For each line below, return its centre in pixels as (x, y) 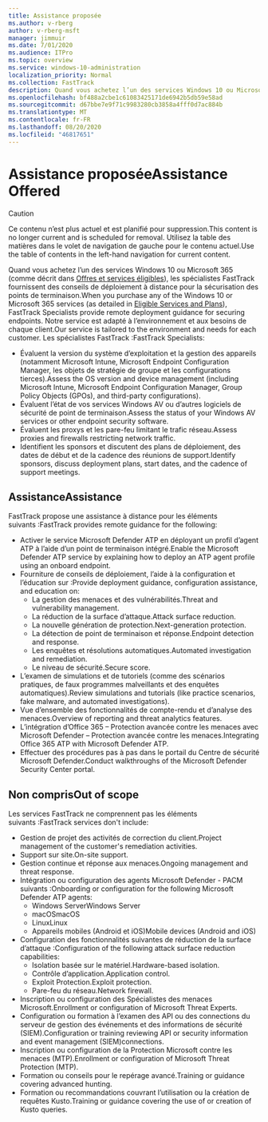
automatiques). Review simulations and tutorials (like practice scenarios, (138, 693)
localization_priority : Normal (60, 75)
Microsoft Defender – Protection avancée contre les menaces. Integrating (139, 735)
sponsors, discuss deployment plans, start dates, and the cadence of (134, 464)
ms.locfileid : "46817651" (51, 134)
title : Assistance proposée (55, 16)
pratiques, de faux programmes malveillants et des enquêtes (119, 685)
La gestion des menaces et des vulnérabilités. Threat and (125, 599)
